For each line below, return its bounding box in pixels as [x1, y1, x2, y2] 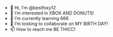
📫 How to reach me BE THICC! [10, 26, 76, 32]
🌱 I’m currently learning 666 [10, 15, 69, 21]
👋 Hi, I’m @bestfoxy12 [10, 5, 56, 10]
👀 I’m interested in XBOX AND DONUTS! [10, 10, 94, 16]
